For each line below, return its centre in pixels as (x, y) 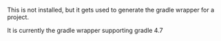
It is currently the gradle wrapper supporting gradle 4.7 (85, 30)
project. (18, 17)
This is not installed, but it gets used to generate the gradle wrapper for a (111, 10)
